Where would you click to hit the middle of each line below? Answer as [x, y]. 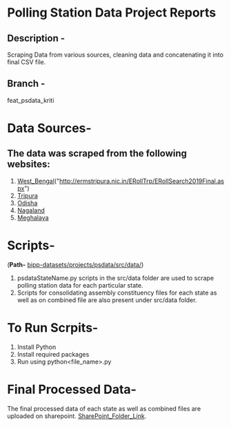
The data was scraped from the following [97, 153]
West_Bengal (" [38, 181]
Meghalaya [33, 217]
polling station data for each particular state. [80, 285]
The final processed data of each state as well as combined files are [104, 408]
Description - [36, 38]
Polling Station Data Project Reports [112, 13]
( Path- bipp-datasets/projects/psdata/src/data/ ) [76, 264]
